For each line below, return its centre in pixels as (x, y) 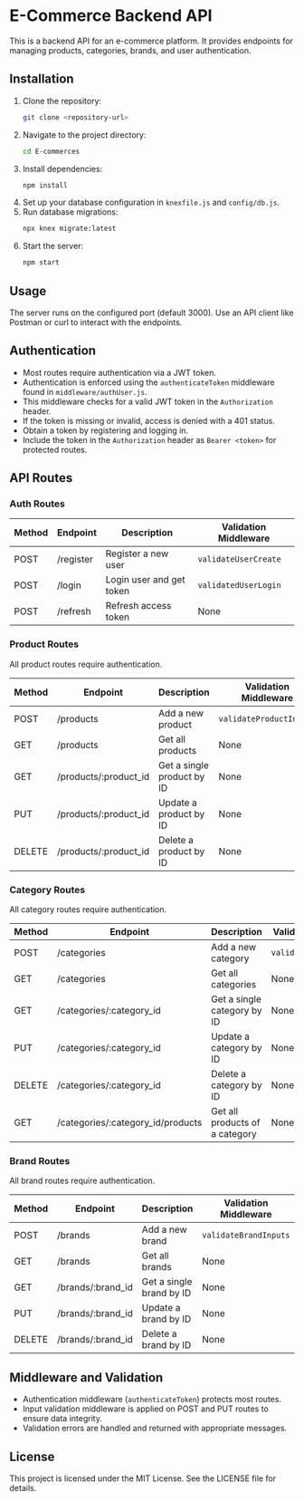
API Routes (41, 478)
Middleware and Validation (86, 1377)
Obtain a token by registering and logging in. (105, 430)
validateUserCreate (240, 559)
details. (23, 1487)
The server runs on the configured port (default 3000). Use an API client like (152, 313)
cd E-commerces (51, 151)
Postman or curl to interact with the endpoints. (96, 322)
